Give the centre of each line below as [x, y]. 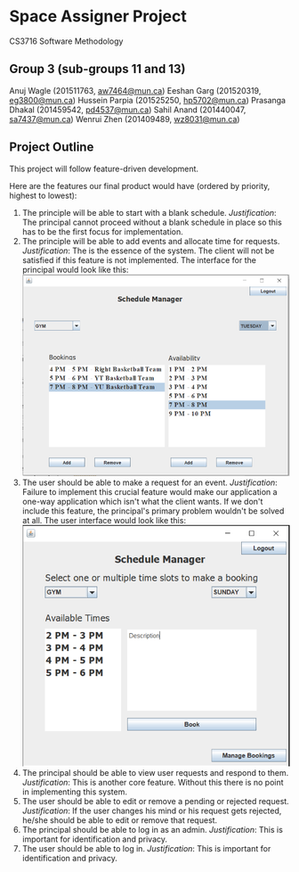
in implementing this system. [74, 792]
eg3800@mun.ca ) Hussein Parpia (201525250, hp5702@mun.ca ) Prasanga [148, 100]
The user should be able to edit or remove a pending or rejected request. [155, 801]
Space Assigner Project [98, 16]
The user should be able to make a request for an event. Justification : [149, 482]
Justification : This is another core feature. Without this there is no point [153, 782]
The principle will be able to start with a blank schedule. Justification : [149, 212]
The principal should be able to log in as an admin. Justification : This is [152, 829]
